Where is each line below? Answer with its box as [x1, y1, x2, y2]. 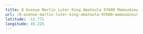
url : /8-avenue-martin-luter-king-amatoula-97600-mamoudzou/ [5, 12, 138, 17]
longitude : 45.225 [5, 21, 44, 26]
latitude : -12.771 [5, 16, 44, 21]
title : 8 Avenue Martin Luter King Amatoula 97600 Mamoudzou [5, 7, 138, 12]
